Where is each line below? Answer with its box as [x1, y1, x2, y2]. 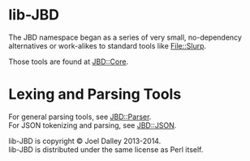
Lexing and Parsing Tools [8, 85, 182, 104]
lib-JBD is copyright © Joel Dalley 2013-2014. [8, 136, 162, 146]
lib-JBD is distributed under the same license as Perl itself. [8, 144, 204, 155]
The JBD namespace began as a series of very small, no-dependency [8, 32, 242, 42]
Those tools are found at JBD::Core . [8, 57, 128, 66]
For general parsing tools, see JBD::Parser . [8, 112, 152, 121]
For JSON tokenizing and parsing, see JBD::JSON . [8, 120, 177, 130]
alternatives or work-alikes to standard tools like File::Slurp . [8, 40, 207, 50]
